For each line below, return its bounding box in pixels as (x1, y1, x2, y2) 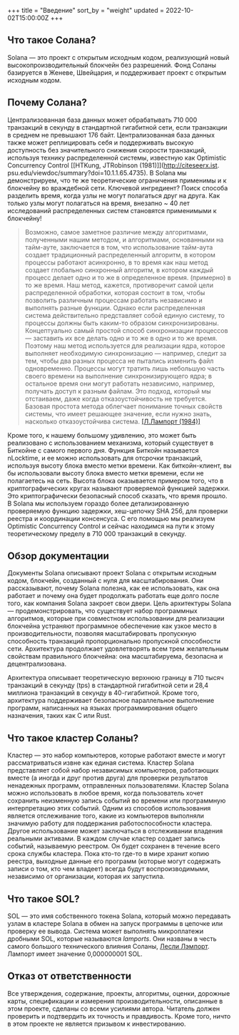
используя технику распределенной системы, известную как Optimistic (7, 153, 227, 162)
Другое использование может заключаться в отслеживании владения (7, 827, 223, 835)
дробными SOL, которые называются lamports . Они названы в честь (7, 934, 217, 943)
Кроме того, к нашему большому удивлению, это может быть (7, 431, 197, 439)
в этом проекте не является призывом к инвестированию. (7, 1019, 187, 1028)
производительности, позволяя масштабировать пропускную (7, 629, 197, 638)
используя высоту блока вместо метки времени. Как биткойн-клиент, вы (7, 461, 232, 470)
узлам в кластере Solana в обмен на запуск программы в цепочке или (7, 920, 223, 928)
